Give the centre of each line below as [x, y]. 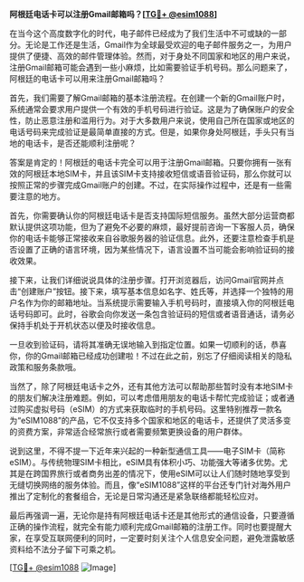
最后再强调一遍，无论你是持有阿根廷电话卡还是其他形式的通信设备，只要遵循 [152, 515]
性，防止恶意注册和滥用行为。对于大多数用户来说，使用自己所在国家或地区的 [152, 120]
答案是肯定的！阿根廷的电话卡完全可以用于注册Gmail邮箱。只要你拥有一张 [147, 162]
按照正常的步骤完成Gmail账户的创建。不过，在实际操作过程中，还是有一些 [147, 185]
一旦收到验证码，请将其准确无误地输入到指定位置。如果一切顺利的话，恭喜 [148, 344]
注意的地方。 [41, 196]
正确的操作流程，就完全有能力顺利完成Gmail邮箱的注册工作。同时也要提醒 [147, 527]
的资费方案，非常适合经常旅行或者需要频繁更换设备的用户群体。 [128, 432]
